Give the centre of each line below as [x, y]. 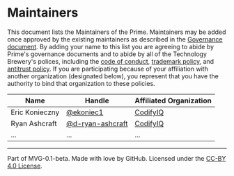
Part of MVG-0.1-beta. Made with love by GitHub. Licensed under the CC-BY [117, 158]
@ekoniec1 [85, 112]
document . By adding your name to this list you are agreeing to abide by [111, 46]
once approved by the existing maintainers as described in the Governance [115, 39]
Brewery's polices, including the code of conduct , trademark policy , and [111, 61]
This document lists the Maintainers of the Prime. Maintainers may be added [117, 32]
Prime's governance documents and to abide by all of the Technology [107, 54]
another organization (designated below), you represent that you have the [113, 76]
